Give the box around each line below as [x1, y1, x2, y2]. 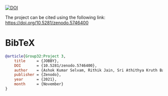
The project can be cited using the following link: [5, 14, 106, 20]
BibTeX [5, 37, 35, 48]
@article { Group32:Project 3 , [5, 53, 66, 58]
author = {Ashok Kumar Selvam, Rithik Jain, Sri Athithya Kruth [14, 67, 157, 72]
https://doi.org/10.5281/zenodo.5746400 [5, 20, 89, 25]
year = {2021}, [14, 77, 57, 82]
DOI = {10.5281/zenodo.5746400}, [14, 63, 97, 68]
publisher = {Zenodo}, [14, 72, 61, 77]
